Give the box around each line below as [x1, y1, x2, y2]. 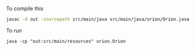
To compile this [6, 5, 44, 12]
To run [6, 26, 23, 34]
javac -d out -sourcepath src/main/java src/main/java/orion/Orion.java [6, 16, 190, 22]
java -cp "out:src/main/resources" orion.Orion [6, 38, 126, 44]
